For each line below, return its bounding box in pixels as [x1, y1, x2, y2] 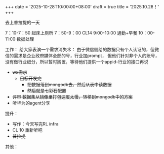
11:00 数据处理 [5, 36, 35, 42]
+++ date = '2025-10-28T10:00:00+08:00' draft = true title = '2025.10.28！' [5, 4, 160, 9]
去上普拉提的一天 [5, 20, 40, 25]
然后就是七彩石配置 [27, 88, 67, 93]
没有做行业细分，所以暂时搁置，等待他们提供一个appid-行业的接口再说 [5, 59, 149, 64]
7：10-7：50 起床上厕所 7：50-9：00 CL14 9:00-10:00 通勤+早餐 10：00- [5, 30, 155, 35]
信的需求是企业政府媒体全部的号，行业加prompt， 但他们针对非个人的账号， [5, 53, 160, 59]
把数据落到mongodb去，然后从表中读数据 [27, 82, 112, 87]
